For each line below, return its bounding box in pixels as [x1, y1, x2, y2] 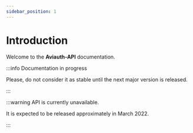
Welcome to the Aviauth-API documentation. [6, 53, 116, 60]
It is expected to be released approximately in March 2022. [6, 110, 149, 117]
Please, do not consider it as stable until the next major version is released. [6, 76, 188, 83]
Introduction [6, 33, 68, 47]
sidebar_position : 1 [6, 8, 57, 15]
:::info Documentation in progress [6, 64, 87, 71]
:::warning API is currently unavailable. [6, 98, 99, 105]
